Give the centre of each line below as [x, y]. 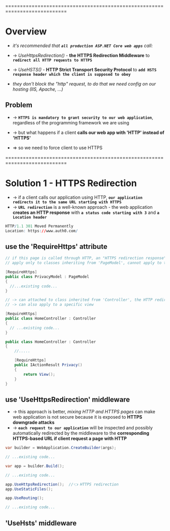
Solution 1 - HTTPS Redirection [71, 183]
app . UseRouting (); [25, 498]
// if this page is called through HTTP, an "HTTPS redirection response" [86, 258]
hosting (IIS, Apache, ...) [38, 89]
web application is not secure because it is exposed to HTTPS [77, 417]
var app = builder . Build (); [35, 466]
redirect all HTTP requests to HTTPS [52, 60]
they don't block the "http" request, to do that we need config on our [84, 83]
